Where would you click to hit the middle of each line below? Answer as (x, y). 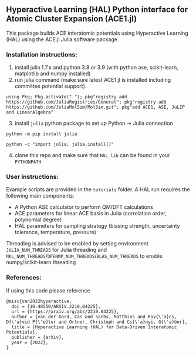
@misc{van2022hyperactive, (39, 301)
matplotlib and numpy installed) (53, 74)
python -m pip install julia (42, 134)
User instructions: (32, 177)
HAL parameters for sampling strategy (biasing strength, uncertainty (97, 226)
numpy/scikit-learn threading (41, 262)
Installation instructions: (42, 54)
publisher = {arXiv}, (38, 337)
